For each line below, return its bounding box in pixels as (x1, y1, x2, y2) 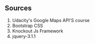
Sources (5, 4, 32, 12)
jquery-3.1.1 (12, 33, 36, 39)
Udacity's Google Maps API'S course (12, 17, 90, 23)
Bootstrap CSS (12, 22, 43, 28)
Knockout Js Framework (12, 27, 64, 34)
